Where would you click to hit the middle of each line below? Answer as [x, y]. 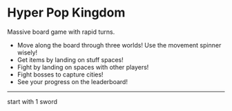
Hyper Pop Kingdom [66, 13]
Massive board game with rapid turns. [61, 32]
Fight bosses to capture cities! [60, 74]
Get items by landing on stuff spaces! [70, 59]
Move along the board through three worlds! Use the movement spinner [119, 45]
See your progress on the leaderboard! [72, 81]
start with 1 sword [32, 101]
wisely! [27, 52]
